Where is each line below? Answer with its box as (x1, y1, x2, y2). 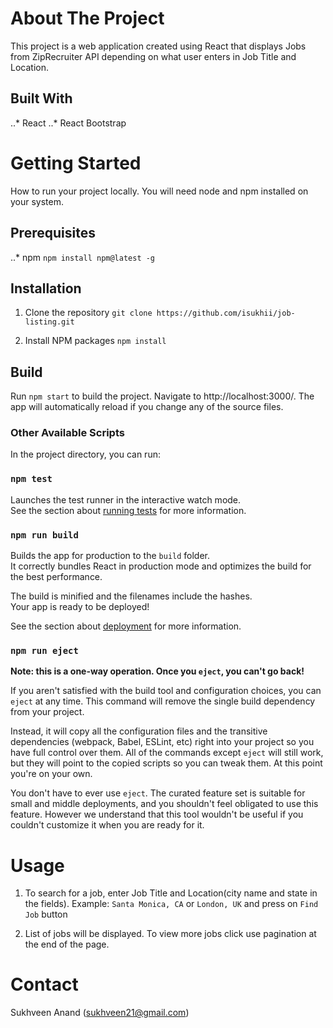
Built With (10, 90, 73, 107)
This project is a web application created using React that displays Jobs (10, 40, 307, 52)
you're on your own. (10, 768, 93, 780)
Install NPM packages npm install (24, 335, 167, 347)
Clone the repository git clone (24, 307, 153, 319)
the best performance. (10, 571, 103, 583)
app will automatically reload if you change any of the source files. (10, 401, 284, 413)
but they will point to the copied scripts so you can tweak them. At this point (10, 757, 323, 769)
